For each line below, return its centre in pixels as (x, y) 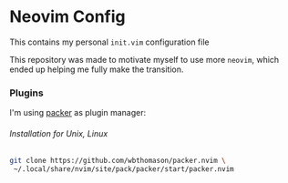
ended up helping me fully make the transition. (97, 69)
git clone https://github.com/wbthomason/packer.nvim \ (118, 161)
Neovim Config (67, 17)
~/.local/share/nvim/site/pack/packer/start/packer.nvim (123, 169)
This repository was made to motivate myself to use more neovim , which (144, 59)
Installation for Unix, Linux (59, 133)
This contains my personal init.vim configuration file (109, 42)
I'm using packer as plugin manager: (78, 113)
